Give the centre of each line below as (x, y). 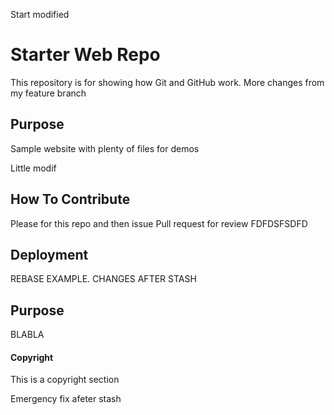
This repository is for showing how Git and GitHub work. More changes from (167, 82)
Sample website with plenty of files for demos (105, 148)
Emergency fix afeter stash (66, 399)
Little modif (33, 168)
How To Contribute (70, 199)
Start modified (40, 14)
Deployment (49, 254)
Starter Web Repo (85, 55)
